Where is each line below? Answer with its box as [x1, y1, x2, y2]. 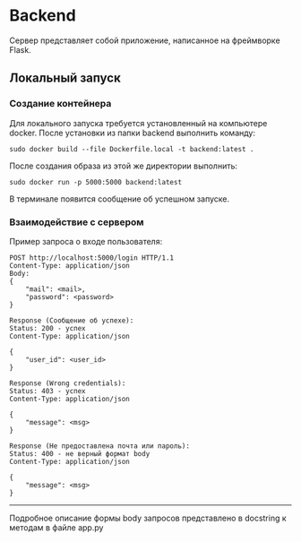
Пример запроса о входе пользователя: [9, 236, 163, 246]
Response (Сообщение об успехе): [9, 315, 134, 325]
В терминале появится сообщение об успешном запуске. [9, 194, 230, 204]
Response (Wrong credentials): [9, 378, 126, 388]
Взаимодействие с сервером [9, 216, 145, 228]
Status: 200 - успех [9, 323, 87, 332]
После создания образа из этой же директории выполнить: [9, 160, 238, 171]
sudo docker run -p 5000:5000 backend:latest [9, 177, 182, 186]
